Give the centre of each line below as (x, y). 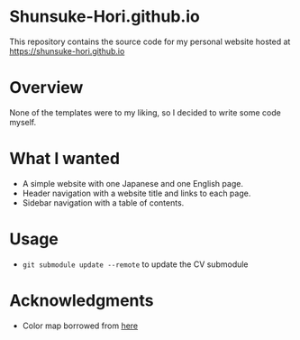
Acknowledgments (82, 300)
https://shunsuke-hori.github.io (67, 51)
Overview (46, 88)
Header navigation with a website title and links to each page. (136, 193)
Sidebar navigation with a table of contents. (103, 202)
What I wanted (64, 159)
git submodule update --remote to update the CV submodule (136, 264)
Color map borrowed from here (80, 326)
